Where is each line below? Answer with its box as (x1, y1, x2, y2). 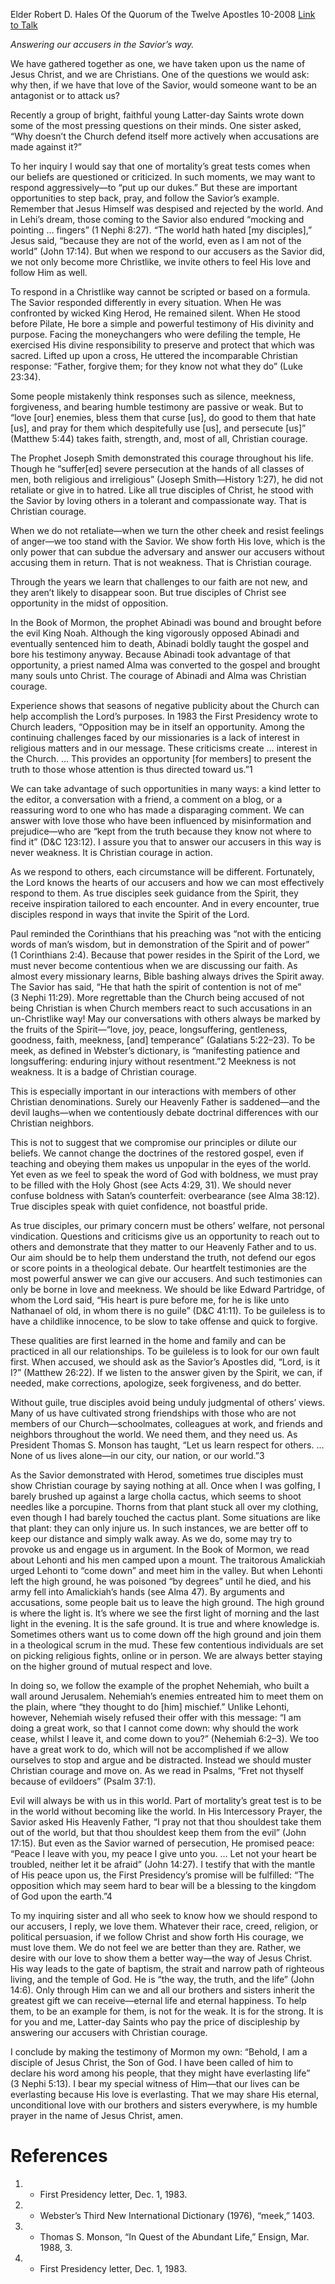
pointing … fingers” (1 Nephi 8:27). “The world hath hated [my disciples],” (10, 224, 313, 236)
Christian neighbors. (10, 1117, 95, 1129)
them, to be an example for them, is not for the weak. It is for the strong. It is (10, 2005, 324, 2017)
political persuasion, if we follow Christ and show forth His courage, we (10, 1931, 304, 1943)
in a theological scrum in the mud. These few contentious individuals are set (10, 1639, 324, 1651)
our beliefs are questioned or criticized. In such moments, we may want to (10, 171, 316, 183)
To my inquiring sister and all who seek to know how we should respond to (10, 1910, 318, 1921)
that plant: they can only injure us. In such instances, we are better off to (10, 1522, 309, 1534)
